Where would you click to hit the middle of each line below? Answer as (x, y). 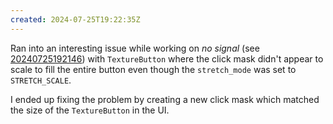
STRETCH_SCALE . (41, 80)
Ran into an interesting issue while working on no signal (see (135, 48)
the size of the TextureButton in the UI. (90, 110)
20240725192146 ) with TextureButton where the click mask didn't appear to (167, 58)
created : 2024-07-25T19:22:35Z (75, 19)
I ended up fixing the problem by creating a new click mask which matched (165, 99)
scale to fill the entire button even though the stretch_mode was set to (153, 69)
